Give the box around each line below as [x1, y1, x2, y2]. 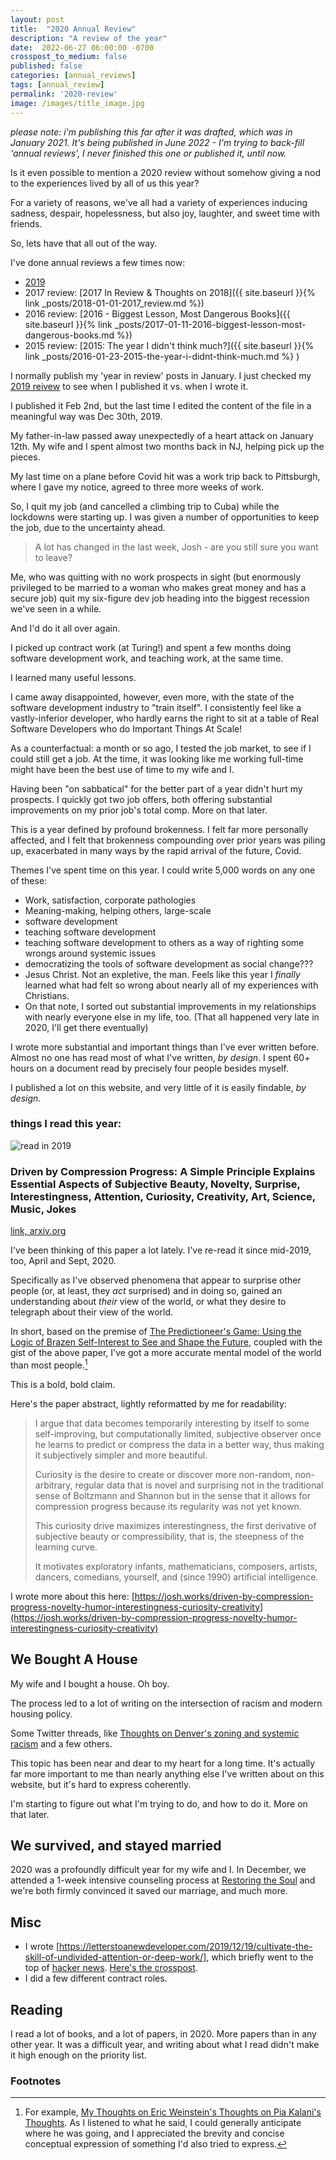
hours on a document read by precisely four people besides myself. [10, 1062, 289, 1074]
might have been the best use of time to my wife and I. [10, 763, 235, 775]
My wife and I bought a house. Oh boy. [10, 1677, 170, 1690]
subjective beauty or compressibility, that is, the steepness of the [34, 1530, 305, 1542]
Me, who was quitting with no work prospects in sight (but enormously [10, 571, 302, 583]
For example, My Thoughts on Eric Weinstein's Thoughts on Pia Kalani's [24, 2106, 322, 2118]
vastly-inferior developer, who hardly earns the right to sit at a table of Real [10, 712, 320, 724]
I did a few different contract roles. [24, 1972, 168, 1985]
